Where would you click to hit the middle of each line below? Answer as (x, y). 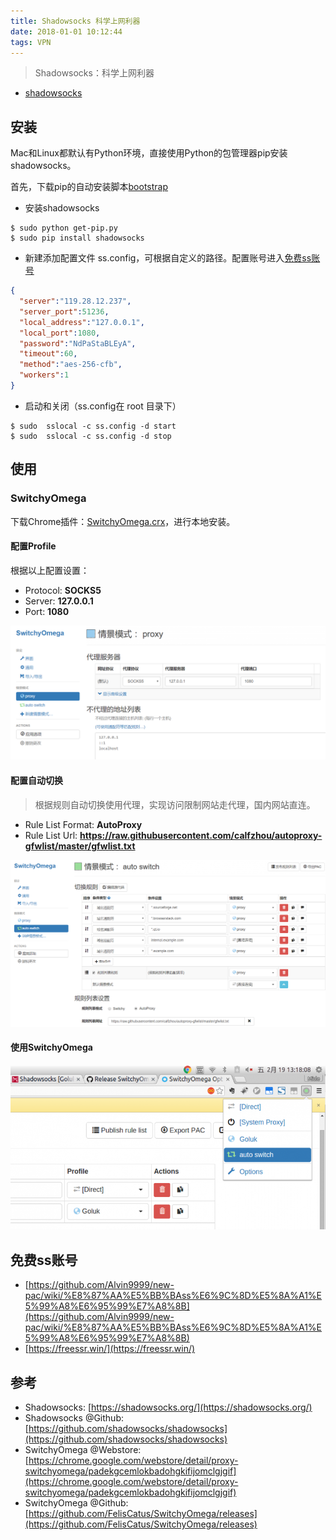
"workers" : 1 (44, 375)
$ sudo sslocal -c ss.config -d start (93, 426)
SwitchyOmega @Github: (76, 1503)
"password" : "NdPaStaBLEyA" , (78, 343)
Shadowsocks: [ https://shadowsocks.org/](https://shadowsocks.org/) (168, 1407)
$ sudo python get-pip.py (64, 228)
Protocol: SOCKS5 (63, 590)
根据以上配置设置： (50, 570)
